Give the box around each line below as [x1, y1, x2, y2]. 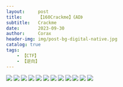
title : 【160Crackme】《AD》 [6, 14, 83, 20]
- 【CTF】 [17, 53, 40, 59]
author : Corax [6, 31, 51, 37]
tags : [6, 47, 20, 53]
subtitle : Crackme [6, 20, 57, 25]
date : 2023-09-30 [6, 25, 65, 31]
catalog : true [6, 42, 41, 48]
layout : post [6, 8, 49, 15]
